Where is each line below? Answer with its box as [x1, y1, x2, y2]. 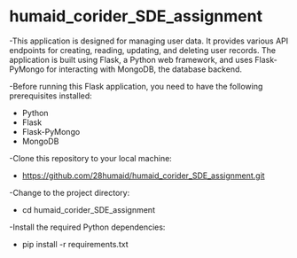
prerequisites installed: [9, 90, 93, 101]
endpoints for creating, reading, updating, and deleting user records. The [9, 44, 277, 55]
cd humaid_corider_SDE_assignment [21, 204, 155, 215]
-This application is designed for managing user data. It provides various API [9, 35, 289, 46]
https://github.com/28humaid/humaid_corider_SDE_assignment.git [21, 170, 265, 181]
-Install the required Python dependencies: [9, 222, 166, 232]
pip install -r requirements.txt [21, 238, 129, 249]
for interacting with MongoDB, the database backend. [46, 64, 242, 74]
